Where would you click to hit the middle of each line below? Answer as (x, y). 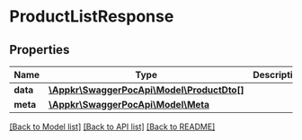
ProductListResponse (92, 17)
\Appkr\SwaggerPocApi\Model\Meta (129, 105)
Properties (40, 50)
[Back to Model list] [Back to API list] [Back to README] (112, 127)
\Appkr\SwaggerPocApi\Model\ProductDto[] (146, 90)
